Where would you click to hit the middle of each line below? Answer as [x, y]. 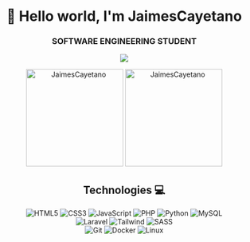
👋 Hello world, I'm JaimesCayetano [124, 16]
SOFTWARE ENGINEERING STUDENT [124, 42]
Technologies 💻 [124, 190]
